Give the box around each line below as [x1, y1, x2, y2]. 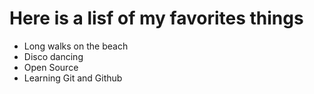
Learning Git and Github [23, 72, 123, 84]
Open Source [23, 61, 79, 73]
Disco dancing [23, 50, 84, 62]
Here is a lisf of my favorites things [9, 7, 304, 30]
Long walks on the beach [23, 40, 129, 52]
